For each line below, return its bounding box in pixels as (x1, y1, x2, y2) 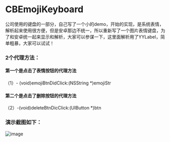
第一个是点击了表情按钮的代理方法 (5, 68, 77, 74)
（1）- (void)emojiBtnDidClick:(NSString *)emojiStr (5, 80, 111, 86)
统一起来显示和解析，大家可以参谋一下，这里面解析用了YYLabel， (22, 34, 161, 40)
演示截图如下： (5, 119, 42, 126)
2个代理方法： (5, 54, 40, 61)
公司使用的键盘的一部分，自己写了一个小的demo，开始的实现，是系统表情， (5, 21, 164, 27)
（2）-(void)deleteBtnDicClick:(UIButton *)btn (5, 105, 101, 111)
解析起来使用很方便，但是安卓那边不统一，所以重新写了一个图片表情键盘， (5, 27, 161, 34)
